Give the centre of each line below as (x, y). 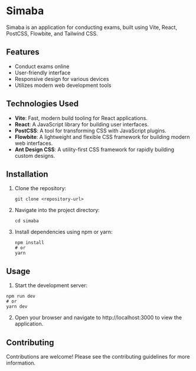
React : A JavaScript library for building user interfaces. (82, 124)
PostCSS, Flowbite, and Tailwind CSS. (52, 33)
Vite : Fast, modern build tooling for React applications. (81, 118)
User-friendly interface (43, 73)
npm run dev (21, 297)
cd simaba (27, 221)
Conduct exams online (42, 66)
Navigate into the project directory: (57, 210)
